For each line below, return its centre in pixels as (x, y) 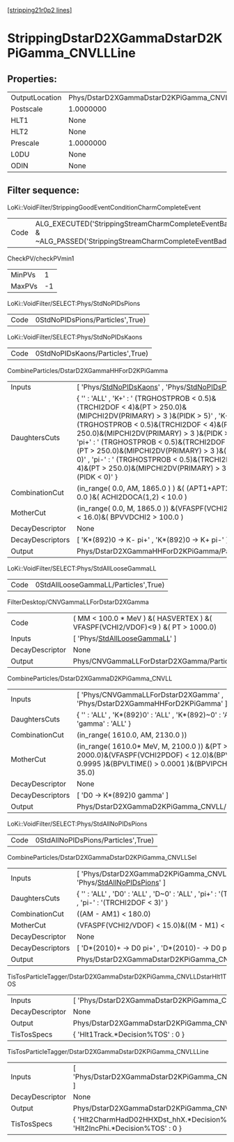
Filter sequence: (44, 190)
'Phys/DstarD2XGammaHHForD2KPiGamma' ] (152, 703)
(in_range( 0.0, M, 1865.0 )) (123, 508)
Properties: (32, 79)
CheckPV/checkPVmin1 (41, 258)
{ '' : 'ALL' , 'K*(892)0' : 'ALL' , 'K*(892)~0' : (149, 715)
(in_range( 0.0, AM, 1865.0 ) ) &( (130, 488)
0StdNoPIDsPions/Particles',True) (91, 319)
